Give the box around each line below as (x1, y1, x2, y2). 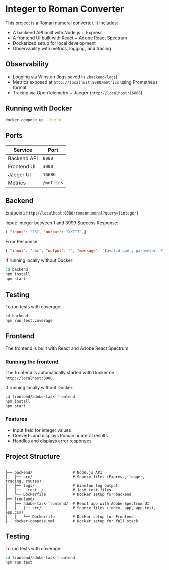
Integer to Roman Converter (5, 3, 124, 15)
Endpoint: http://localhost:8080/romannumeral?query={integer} (5, 210, 139, 216)
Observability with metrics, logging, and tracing (12, 45, 111, 51)
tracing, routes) (5, 479, 42, 484)
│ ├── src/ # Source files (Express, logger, (5, 474, 145, 479)
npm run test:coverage (5, 318, 53, 323)
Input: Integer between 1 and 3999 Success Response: (5, 220, 119, 226)
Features (5, 415, 28, 422)
